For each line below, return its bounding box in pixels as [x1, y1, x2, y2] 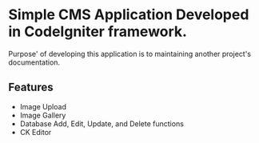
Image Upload [19, 101, 66, 111]
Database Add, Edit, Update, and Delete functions [19, 118, 184, 129]
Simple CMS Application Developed [8, 6, 249, 24]
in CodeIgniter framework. [8, 22, 188, 41]
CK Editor [19, 127, 52, 137]
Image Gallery [19, 110, 66, 120]
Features [8, 81, 54, 94]
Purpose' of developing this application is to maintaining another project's [8, 49, 252, 58]
